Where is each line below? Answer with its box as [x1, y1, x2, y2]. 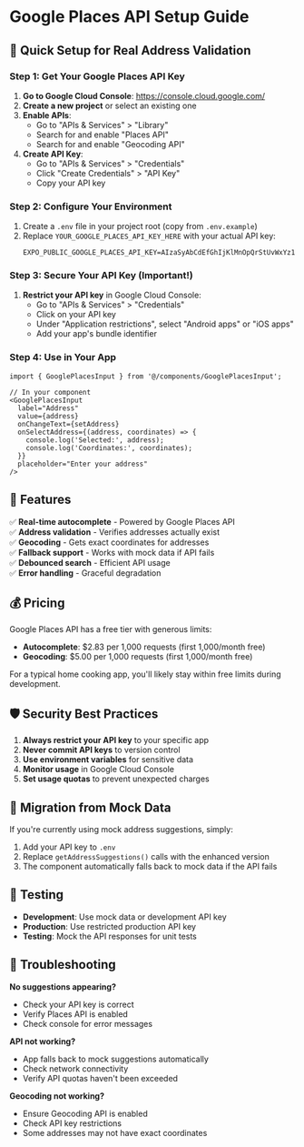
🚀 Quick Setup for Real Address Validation [9, 43, 251, 58]
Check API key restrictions [22, 1117, 123, 1129]
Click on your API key [35, 309, 116, 320]
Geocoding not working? [9, 1090, 105, 1102]
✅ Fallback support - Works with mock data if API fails [9, 547, 215, 558]
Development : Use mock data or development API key [22, 911, 227, 922]
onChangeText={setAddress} [17, 419, 120, 428]
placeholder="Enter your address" [17, 459, 148, 468]
